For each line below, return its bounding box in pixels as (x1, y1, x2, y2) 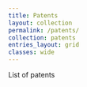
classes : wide (8, 48, 55, 56)
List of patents (8, 70, 55, 79)
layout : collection (8, 19, 73, 27)
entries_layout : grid (8, 41, 80, 49)
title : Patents (8, 11, 59, 20)
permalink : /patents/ (8, 26, 80, 34)
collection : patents (8, 33, 77, 42)
